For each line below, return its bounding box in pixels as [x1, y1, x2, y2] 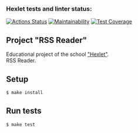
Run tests [6, 106, 42, 116]
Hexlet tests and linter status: [6, 5, 92, 13]
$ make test [6, 121, 35, 128]
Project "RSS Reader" [6, 35, 87, 45]
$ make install [6, 89, 43, 95]
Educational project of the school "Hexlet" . [6, 51, 109, 58]
